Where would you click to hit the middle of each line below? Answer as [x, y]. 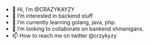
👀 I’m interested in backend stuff [52, 16]
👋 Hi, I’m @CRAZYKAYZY [43, 9]
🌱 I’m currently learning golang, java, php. [64, 22]
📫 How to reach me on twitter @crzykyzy [64, 36]
